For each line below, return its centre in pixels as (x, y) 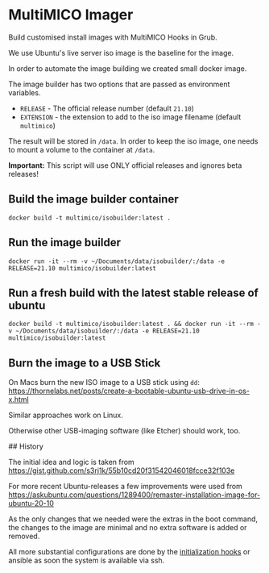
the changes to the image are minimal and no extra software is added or (128, 528)
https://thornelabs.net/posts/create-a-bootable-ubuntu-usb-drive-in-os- (129, 391)
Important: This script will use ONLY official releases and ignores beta (125, 165)
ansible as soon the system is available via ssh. (87, 560)
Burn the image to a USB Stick (85, 363)
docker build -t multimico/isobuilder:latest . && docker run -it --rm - (135, 324)
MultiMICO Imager (71, 15)
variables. (25, 92)
